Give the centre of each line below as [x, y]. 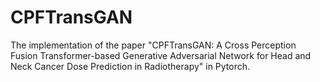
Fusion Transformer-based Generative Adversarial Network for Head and [161, 55]
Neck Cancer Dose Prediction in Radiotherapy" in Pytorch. [130, 66]
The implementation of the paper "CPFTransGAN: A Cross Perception [153, 45]
